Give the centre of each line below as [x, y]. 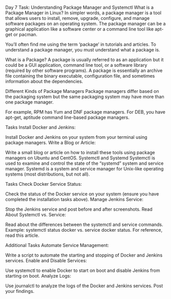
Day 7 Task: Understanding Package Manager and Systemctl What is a [80, 7]
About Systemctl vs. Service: [36, 215]
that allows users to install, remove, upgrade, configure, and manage [77, 18]
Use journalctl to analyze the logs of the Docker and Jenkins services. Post [84, 286]
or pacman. [25, 34]
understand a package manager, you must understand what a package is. [83, 50]
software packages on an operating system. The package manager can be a [86, 23]
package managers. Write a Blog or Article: [51, 143]
